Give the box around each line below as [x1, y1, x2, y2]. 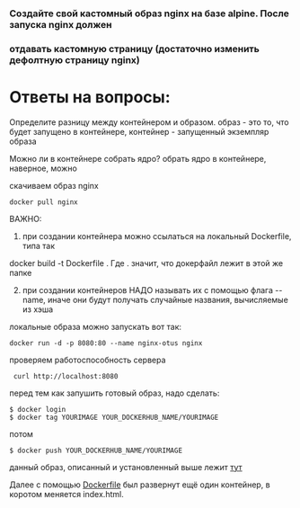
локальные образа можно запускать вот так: [9, 321, 182, 332]
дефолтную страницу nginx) [9, 53, 141, 66]
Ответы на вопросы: [9, 87, 171, 108]
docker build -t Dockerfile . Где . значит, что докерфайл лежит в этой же [9, 257, 284, 268]
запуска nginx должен [9, 18, 112, 31]
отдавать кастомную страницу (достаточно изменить [9, 42, 260, 55]
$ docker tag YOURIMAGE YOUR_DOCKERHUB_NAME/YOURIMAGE [9, 413, 219, 422]
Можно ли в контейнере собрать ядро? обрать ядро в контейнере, [9, 153, 267, 164]
